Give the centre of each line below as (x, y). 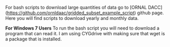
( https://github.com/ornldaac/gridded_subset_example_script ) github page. (84, 13)
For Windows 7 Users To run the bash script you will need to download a (82, 28)
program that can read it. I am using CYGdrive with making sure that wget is (85, 33)
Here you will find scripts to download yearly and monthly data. (72, 18)
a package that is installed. (34, 39)
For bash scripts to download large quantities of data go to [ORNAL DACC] (84, 7)
